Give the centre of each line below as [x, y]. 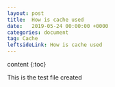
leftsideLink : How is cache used [55, 45]
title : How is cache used [46, 20]
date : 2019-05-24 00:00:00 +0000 [58, 26]
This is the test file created [44, 77]
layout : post [26, 13]
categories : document [38, 32]
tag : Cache [23, 39]
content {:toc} [27, 64]
